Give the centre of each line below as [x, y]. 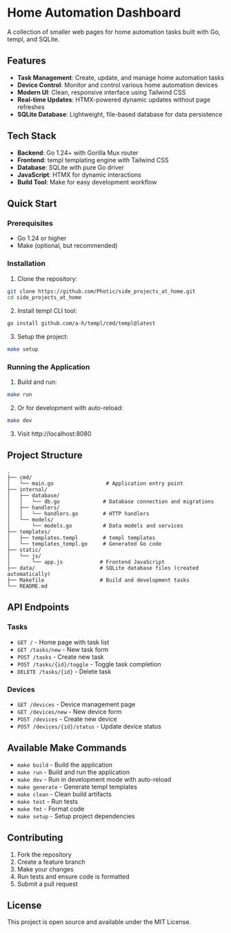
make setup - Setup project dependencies [76, 816]
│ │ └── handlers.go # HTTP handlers [78, 513]
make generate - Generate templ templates [77, 787]
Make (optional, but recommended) [67, 246]
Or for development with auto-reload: [70, 408]
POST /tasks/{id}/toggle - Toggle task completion [89, 664]
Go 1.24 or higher [42, 238]
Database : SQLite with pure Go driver [70, 167]
